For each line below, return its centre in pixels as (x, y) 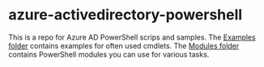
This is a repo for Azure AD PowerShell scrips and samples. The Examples (132, 37)
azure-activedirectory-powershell (126, 15)
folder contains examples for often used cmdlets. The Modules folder (124, 45)
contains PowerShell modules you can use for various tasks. (109, 54)
